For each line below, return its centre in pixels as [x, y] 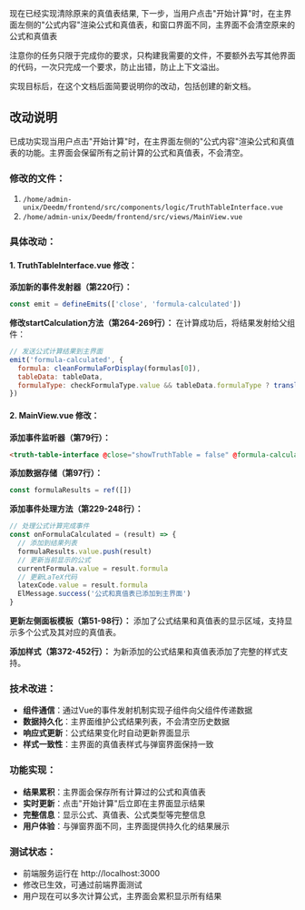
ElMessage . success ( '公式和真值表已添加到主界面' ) [104, 594]
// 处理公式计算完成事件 [49, 526]
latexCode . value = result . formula [83, 585]
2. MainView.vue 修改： [54, 415]
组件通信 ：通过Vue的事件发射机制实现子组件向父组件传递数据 [137, 710]
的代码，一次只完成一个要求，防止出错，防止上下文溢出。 [117, 67]
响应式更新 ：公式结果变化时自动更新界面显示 [106, 733]
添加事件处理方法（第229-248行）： [76, 509]
